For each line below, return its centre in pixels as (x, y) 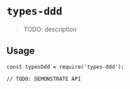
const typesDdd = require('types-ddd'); (66, 67)
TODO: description (50, 29)
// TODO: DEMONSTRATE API (44, 79)
